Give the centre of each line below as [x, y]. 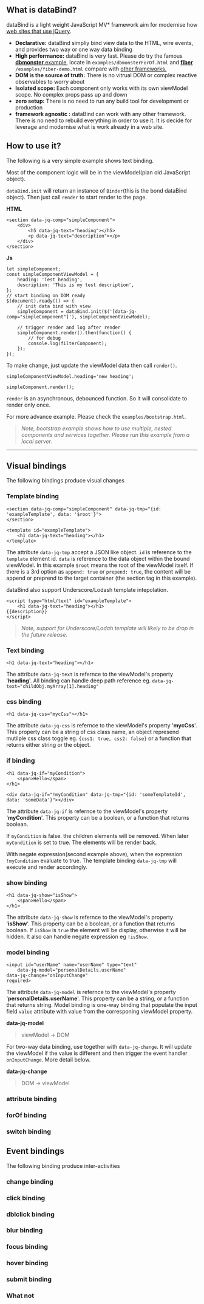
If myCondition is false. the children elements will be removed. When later [97, 836]
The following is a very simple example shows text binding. [80, 160]
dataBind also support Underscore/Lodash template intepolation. [87, 589]
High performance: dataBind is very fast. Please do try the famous [99, 56]
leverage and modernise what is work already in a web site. [89, 126]
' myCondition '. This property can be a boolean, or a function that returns [98, 817]
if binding [21, 761]
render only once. [29, 405]
